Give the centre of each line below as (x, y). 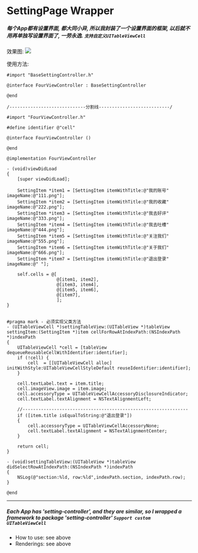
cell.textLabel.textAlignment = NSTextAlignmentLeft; (84, 399)
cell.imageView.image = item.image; (62, 389)
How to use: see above (43, 538)
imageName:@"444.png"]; (36, 230)
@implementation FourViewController (51, 159)
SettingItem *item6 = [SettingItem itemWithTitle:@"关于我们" (93, 248)
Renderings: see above (43, 544)
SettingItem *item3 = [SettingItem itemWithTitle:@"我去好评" (93, 214)
